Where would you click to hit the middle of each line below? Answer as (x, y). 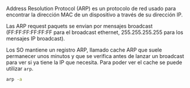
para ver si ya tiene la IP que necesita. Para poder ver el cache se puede (94, 62)
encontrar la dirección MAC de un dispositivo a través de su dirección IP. (94, 15)
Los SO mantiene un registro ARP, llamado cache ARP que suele (84, 50)
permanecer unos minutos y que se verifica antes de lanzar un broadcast (95, 56)
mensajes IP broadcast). (36, 38)
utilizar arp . (20, 69)
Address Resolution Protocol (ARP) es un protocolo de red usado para (91, 9)
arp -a (14, 79)
